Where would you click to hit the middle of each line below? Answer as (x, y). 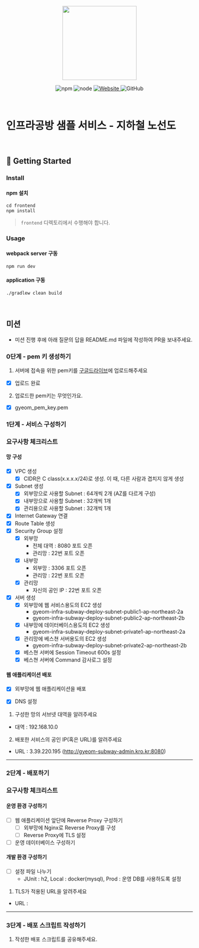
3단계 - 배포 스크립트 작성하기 (46, 925)
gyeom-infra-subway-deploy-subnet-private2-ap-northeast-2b (110, 646)
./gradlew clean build (34, 293)
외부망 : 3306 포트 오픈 (60, 568)
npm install (21, 211)
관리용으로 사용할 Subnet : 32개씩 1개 (67, 508)
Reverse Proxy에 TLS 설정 (54, 835)
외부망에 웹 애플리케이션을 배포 (50, 689)
